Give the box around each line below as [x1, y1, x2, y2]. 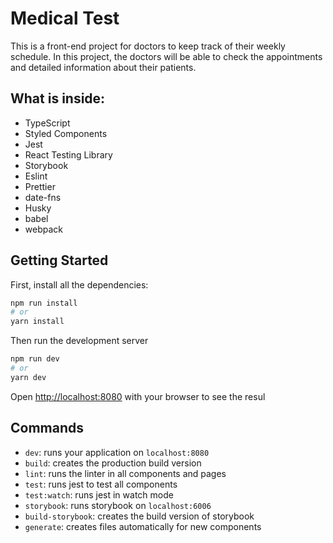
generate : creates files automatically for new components [24, 520, 262, 532]
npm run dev [10, 354, 60, 364]
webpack [24, 223, 63, 235]
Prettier [24, 180, 56, 192]
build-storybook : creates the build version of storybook [24, 510, 255, 522]
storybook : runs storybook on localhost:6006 [24, 499, 212, 511]
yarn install [10, 317, 65, 327]
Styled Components [24, 127, 108, 139]
